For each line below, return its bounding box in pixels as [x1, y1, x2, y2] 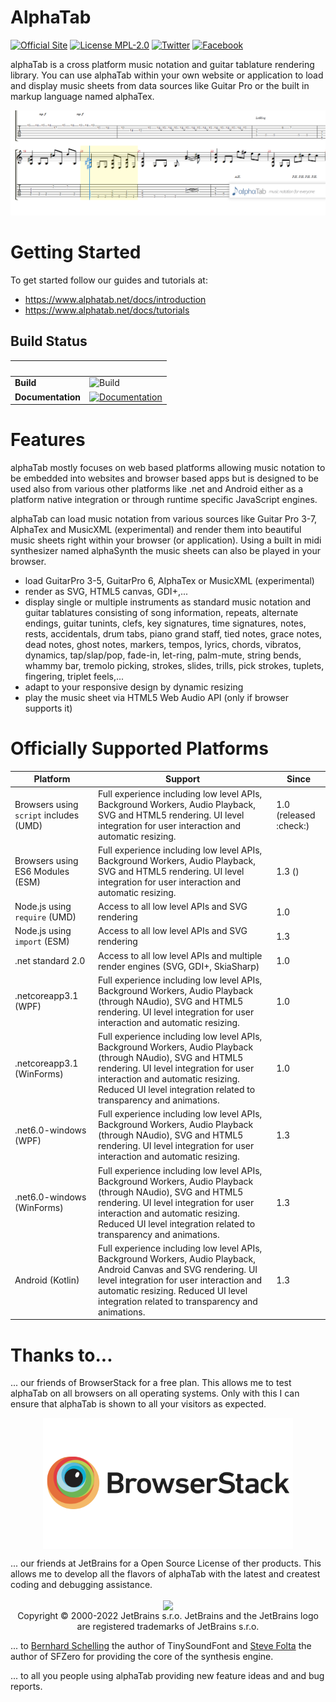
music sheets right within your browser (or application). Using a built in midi [10, 534, 322, 546]
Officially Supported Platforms [10, 737, 269, 760]
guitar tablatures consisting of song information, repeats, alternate [24, 606, 299, 618]
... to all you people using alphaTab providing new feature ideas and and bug [10, 1669, 325, 1681]
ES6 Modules [14, 865, 70, 877]
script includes [14, 809, 80, 821]
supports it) [24, 702, 73, 714]
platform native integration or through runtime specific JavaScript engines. [10, 493, 318, 505]
